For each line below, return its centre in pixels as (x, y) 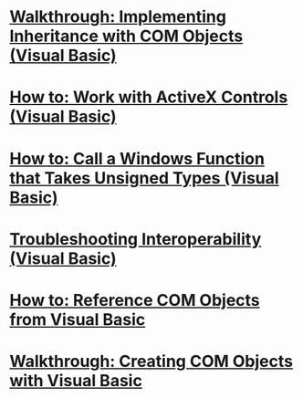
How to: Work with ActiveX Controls (149, 97)
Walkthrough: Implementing (118, 17)
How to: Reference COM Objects (135, 300)
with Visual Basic (76, 381)
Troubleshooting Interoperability (136, 239)
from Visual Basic (78, 319)
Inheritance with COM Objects (126, 36)
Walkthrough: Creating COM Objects (151, 361)
